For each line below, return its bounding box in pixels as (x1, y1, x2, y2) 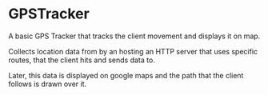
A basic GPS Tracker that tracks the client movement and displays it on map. (8, 31, 261, 41)
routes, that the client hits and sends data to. (8, 55, 156, 65)
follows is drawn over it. (8, 79, 87, 89)
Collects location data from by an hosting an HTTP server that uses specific (8, 46, 258, 56)
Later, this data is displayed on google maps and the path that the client (8, 70, 244, 80)
